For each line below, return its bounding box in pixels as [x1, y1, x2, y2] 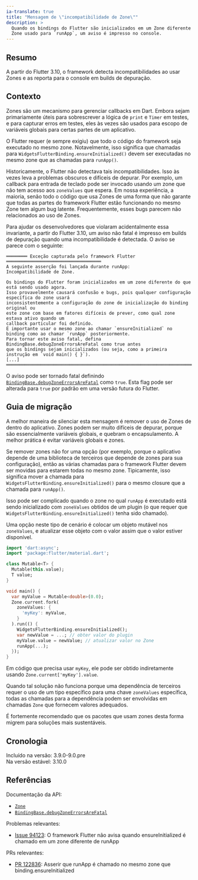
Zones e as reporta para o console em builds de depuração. [6, 74, 151, 82]
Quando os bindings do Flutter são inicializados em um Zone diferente [11, 25, 192, 31]
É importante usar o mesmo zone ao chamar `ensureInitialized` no [6, 325, 173, 331]
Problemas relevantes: [6, 820, 61, 827]
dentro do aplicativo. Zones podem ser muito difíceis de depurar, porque [6, 423, 183, 431]
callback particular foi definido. [6, 320, 94, 327]
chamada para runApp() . [6, 485, 65, 493]
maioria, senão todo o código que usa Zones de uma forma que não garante [6, 193, 191, 200]
